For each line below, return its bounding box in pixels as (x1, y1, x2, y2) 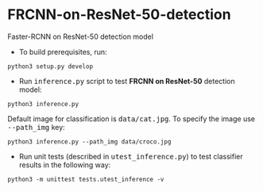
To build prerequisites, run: (18, 47, 108, 56)
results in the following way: (18, 160, 111, 170)
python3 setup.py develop (7, 62, 93, 71)
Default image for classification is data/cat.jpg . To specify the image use (7, 113, 256, 124)
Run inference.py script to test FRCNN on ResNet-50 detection (18, 76, 235, 86)
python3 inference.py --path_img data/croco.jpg (7, 137, 172, 146)
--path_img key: (7, 122, 65, 132)
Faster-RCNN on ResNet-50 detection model (7, 32, 154, 41)
